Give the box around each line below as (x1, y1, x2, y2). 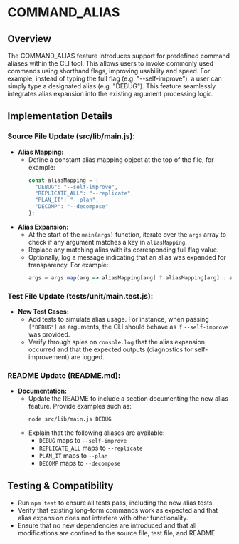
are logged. (70, 353, 105, 361)
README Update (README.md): (7, 371, 121, 381)
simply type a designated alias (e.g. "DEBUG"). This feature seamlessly (7, 82, 216, 90)
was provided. (28, 330, 70, 339)
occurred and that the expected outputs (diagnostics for (28, 345, 193, 354)
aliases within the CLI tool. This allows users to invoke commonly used (7, 59, 214, 68)
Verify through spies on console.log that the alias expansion (28, 338, 205, 347)
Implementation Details (7, 110, 113, 122)
